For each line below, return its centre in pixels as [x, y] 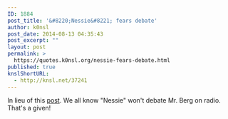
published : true [31, 67]
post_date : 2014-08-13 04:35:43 [55, 34]
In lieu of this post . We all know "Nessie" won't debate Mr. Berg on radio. [114, 100]
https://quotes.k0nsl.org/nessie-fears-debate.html [92, 61]
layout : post [27, 47]
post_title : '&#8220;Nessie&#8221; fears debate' [83, 21]
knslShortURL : [28, 73]
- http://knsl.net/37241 [51, 80]
